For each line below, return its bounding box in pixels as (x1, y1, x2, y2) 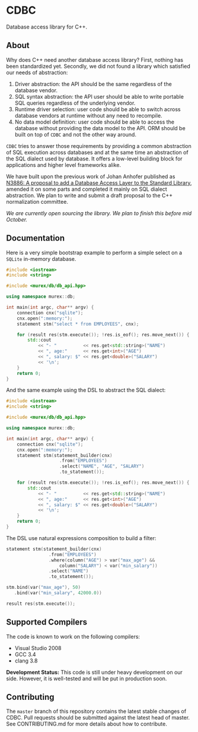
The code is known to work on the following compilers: (6, 633, 140, 640)
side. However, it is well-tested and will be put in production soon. (6, 675, 167, 682)
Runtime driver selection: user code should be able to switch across (14, 105, 181, 113)
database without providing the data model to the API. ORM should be (14, 124, 186, 131)
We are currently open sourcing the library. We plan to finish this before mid (6, 209, 192, 217)
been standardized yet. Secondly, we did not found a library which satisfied (6, 62, 191, 70)
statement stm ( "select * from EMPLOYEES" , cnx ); (17, 321, 139, 327)
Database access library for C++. (6, 23, 88, 30)
